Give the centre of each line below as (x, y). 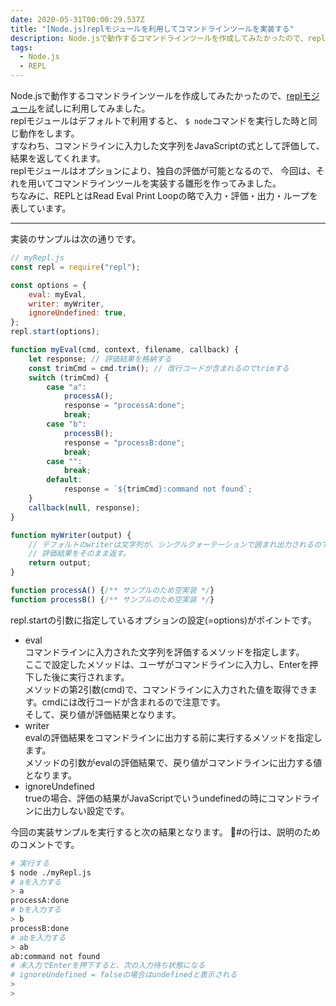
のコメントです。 (45, 844)
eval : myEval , (57, 294)
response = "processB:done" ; (124, 442)
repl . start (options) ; (55, 332)
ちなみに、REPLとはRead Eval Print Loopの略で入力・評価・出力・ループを (164, 195)
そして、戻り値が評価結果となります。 (103, 714)
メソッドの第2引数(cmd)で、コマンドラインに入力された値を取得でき (166, 689)
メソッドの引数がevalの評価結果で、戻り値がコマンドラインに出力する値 (173, 762)
